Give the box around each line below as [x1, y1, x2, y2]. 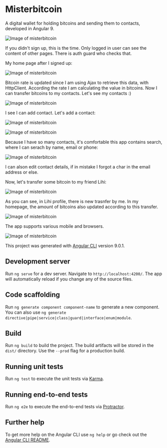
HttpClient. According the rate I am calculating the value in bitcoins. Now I [5, 84, 157, 91]
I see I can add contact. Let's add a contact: [5, 110, 96, 116]
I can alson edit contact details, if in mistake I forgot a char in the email [5, 163, 151, 169]
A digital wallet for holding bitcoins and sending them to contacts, [5, 20, 140, 26]
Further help [5, 418, 45, 427]
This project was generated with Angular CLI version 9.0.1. [5, 242, 125, 248]
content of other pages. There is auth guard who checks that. [5, 50, 132, 56]
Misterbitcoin [5, 4, 62, 15]
